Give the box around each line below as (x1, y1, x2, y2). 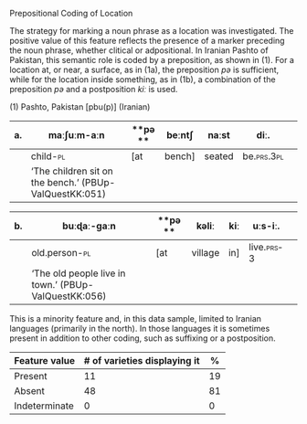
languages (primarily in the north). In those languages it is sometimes (9, 323, 270, 334)
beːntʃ (165, 129, 194, 141)
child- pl (30, 150, 66, 163)
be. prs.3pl (242, 150, 284, 163)
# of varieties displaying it (83, 355, 200, 366)
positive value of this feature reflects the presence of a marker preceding (9, 36, 285, 46)
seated (204, 150, 235, 163)
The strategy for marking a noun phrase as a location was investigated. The (9, 26, 294, 36)
